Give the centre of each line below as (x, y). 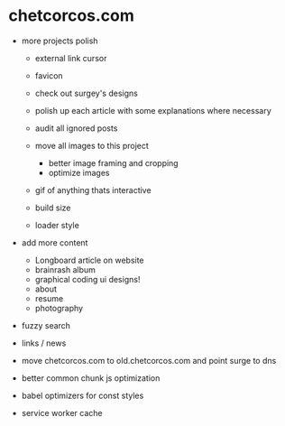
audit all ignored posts (76, 128)
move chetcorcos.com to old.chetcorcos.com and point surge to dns (149, 360)
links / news (44, 343)
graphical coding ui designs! (87, 279)
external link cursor (71, 58)
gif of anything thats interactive (93, 190)
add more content (55, 242)
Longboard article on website (90, 260)
